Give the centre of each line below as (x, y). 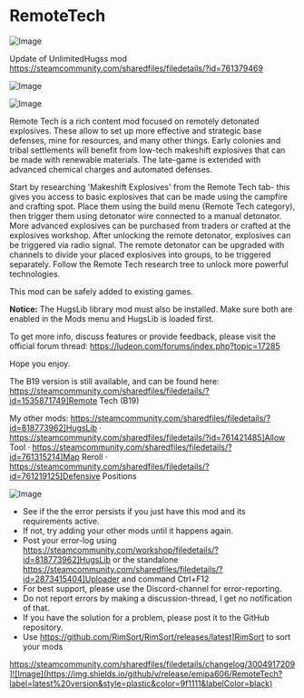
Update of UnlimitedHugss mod (68, 58)
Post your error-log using (69, 540)
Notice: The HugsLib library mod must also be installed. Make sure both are (151, 309)
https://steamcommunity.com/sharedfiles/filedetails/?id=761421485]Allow (147, 437)
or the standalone (146, 559)
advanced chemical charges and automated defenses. (111, 169)
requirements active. (61, 521)
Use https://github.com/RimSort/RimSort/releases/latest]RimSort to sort (157, 636)
